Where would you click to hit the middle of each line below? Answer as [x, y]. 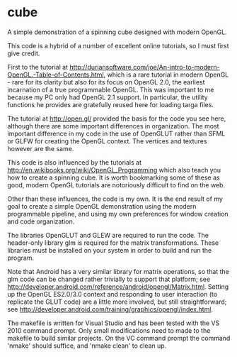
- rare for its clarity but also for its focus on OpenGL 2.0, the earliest [106, 82]
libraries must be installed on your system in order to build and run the [110, 250]
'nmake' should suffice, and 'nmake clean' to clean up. [87, 346]
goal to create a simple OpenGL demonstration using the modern [102, 206]
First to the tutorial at [38, 67]
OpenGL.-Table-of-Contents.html [56, 75]
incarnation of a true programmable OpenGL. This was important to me [111, 89]
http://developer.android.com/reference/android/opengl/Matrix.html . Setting [118, 286]
